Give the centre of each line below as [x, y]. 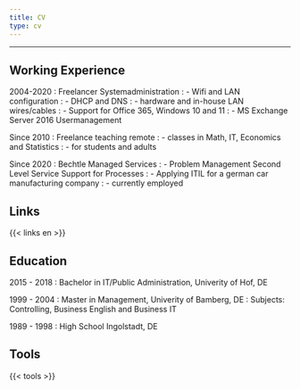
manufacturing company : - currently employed [96, 183]
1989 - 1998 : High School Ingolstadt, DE [83, 326]
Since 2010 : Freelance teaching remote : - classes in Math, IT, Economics [145, 137]
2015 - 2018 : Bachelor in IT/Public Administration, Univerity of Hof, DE [138, 282]
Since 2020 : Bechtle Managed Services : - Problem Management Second [145, 164]
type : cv [25, 26]
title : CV [28, 17]
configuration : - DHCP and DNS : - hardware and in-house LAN [126, 101]
